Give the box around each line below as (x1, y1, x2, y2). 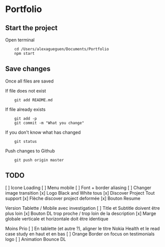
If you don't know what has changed (5, 129, 81, 135)
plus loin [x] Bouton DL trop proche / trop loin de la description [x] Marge (5, 210, 156, 216)
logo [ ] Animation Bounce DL (5, 236, 66, 242)
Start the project (5, 24, 58, 32)
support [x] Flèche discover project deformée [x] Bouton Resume (5, 195, 141, 201)
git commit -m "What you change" (14, 120, 85, 125)
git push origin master (14, 157, 64, 162)
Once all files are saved (5, 78, 54, 84)
